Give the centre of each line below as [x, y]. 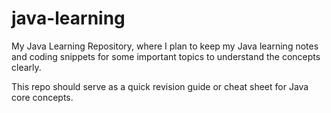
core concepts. [42, 97]
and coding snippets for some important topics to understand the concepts [166, 56]
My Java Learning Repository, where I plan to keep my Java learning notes [165, 46]
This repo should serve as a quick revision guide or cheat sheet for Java [160, 86]
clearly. [26, 67]
